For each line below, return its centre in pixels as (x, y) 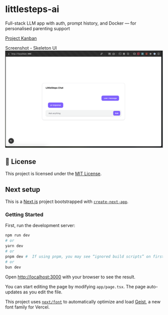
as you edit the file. (43, 292)
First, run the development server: (40, 226)
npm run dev (17, 235)
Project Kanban (21, 38)
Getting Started (24, 215)
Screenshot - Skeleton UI (31, 48)
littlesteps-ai (32, 9)
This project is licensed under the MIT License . (53, 174)
